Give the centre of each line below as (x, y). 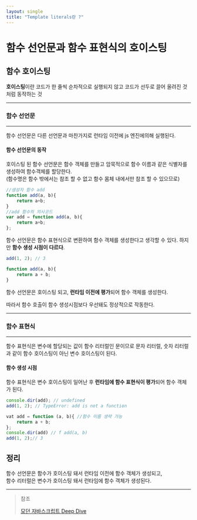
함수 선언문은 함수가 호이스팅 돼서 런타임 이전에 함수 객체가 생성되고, (84, 473)
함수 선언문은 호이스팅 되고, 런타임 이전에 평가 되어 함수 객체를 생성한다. (87, 292)
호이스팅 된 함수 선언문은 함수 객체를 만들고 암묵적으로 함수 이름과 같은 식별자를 (97, 164)
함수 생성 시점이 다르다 (38, 247)
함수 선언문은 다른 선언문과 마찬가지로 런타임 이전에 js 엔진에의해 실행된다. (91, 135)
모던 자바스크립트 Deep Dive (53, 511)
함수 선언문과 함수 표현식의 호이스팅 (86, 48)
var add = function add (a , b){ (44, 217)
